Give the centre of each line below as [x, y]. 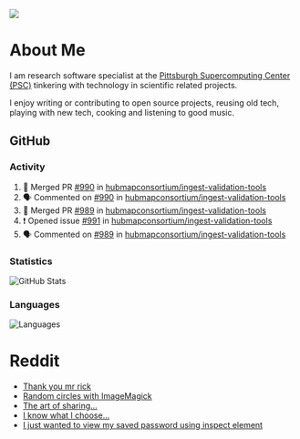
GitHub [30, 141]
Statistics [31, 261]
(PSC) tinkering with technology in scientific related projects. [124, 85]
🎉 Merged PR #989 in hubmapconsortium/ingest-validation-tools [145, 210]
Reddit [35, 361]
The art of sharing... [60, 406]
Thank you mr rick [57, 386]
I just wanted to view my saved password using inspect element [142, 425]
